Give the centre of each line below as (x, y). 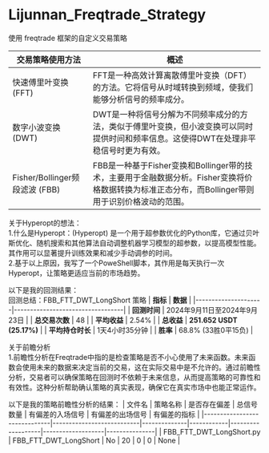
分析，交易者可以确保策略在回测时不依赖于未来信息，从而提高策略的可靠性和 (134, 377)
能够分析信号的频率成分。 (141, 99)
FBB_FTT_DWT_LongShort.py (212, 431)
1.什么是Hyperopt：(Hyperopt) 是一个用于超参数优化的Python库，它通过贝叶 (134, 233)
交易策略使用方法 (49, 59)
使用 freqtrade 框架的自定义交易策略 (68, 38)
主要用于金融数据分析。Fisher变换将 (177, 177)
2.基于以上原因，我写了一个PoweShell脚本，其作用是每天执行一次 (116, 263)
